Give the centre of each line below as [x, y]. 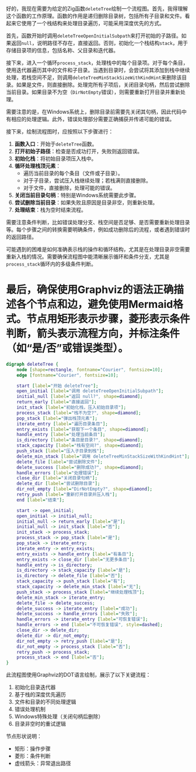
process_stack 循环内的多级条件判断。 [51, 264]
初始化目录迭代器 [35, 687]
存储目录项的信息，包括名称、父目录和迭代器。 [62, 50]
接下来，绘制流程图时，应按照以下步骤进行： [60, 131]
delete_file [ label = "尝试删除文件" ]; [60, 462]
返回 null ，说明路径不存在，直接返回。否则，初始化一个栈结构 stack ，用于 [99, 43]
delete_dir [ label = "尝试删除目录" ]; [58, 484]
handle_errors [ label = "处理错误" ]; [58, 473]
